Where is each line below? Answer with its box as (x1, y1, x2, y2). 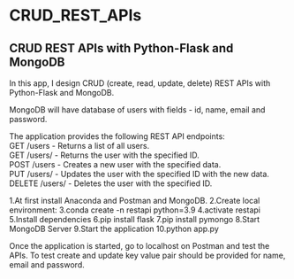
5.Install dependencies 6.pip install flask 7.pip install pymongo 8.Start (9, 214, 260, 224)
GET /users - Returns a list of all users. (9, 141, 150, 151)
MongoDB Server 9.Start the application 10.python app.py (9, 223, 219, 234)
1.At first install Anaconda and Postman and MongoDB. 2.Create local (9, 196, 260, 205)
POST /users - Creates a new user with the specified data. (9, 159, 222, 169)
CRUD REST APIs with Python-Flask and (9, 41, 234, 56)
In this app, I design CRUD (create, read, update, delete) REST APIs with (9, 78, 271, 89)
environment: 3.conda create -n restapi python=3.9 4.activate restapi (9, 205, 260, 215)
